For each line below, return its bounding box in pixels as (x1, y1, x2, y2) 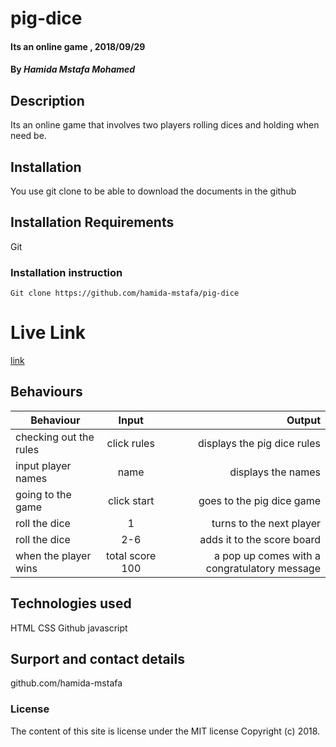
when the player (15, 548, 92, 562)
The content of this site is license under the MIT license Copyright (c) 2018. (10, 725, 321, 737)
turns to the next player (211, 516, 321, 530)
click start (108, 493, 155, 507)
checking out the (15, 430, 95, 444)
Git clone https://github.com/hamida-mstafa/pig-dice (10, 288, 240, 299)
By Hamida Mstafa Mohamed (10, 63, 136, 76)
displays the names (229, 465, 321, 479)
